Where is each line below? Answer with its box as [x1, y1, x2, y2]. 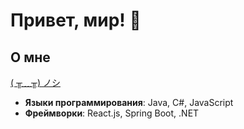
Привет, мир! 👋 [10, 9, 142, 32]
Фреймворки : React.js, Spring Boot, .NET [24, 107, 200, 119]
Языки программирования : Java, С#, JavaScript [24, 97, 234, 108]
